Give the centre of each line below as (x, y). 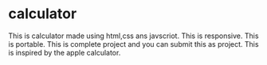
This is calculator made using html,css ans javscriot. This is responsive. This (133, 36)
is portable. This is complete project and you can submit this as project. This (133, 44)
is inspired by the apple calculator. (65, 52)
